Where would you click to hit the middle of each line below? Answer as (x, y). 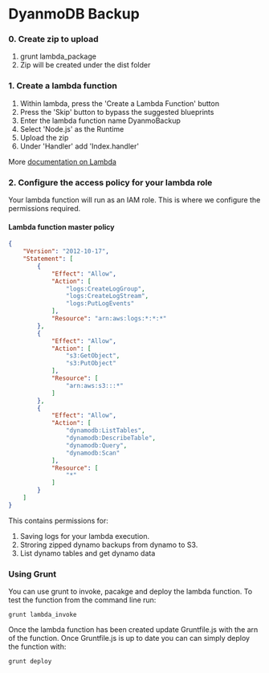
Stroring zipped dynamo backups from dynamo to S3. (109, 545)
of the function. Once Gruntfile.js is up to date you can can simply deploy (129, 638)
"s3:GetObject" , (93, 356)
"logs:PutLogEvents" (100, 304)
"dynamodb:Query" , (96, 445)
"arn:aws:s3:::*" (95, 385)
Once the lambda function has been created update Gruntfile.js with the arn (133, 630)
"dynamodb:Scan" (93, 453)
